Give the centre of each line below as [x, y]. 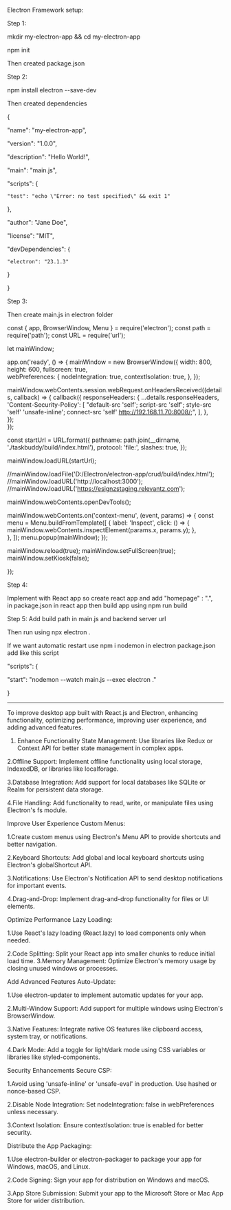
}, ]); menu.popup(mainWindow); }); [58, 537]
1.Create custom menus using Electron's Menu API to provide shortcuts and [114, 837]
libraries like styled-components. [54, 1057]
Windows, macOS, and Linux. [49, 1167]
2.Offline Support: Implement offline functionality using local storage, [105, 762]
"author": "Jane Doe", [37, 222]
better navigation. [32, 844]
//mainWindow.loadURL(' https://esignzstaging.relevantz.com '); [96, 488]
